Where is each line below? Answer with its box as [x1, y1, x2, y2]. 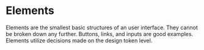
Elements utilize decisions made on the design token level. [5, 37, 153, 44]
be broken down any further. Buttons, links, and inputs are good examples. [5, 30, 194, 37]
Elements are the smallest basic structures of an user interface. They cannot [5, 24, 198, 31]
